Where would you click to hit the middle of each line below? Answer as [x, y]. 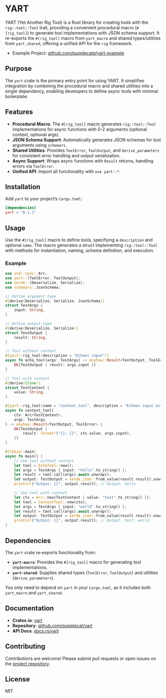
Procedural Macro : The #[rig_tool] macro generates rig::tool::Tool [84, 124]
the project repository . [28, 664]
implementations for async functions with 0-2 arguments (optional [80, 129]
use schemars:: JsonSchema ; [33, 287]
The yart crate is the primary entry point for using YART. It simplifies [75, 80]
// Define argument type [31, 296]
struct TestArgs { [24, 305]
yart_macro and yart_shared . [34, 592]
